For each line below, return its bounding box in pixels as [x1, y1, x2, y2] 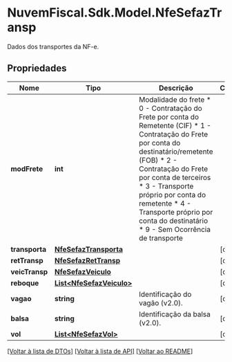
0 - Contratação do [139, 103, 202, 113]
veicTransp [10, 266, 48, 276]
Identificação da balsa [139, 309, 211, 319]
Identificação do [139, 289, 192, 299]
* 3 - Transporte [139, 181, 194, 191]
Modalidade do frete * [139, 95, 211, 105]
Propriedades [7, 62, 67, 74]
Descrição [158, 83, 193, 93]
